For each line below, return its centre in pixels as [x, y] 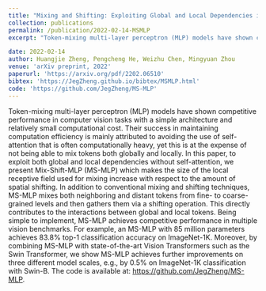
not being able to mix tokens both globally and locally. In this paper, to [122, 153]
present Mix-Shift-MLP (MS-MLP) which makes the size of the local [118, 170]
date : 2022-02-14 [37, 52]
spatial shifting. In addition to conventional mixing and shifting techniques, [129, 187]
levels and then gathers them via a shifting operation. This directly [143, 203]
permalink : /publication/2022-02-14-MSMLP [79, 30]
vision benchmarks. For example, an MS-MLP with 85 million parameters [127, 229]
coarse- [236, 195]
